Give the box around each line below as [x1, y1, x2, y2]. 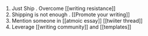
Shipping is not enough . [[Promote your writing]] [11, 11, 130, 18]
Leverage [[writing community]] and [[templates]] [11, 23, 132, 30]
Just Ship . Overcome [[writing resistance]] [11, 5, 116, 12]
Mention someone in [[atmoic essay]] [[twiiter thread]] [11, 17, 143, 24]
